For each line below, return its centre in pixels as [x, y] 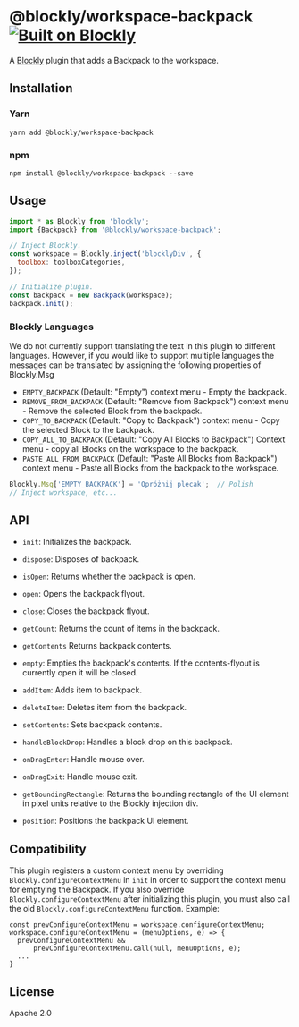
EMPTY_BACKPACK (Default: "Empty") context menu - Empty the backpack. [154, 392]
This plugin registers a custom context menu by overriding [117, 870]
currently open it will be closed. [80, 673]
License [32, 992]
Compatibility [48, 849]
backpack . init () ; [42, 303]
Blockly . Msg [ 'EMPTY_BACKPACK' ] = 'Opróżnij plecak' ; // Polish [131, 484]
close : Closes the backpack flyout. [86, 611]
